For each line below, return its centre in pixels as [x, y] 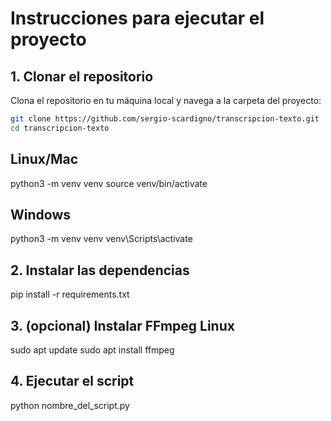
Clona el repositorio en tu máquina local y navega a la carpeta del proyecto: [166, 100]
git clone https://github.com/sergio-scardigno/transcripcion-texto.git [165, 119]
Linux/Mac [44, 159]
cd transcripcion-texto [60, 128]
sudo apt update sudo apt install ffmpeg [92, 350]
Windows [40, 214]
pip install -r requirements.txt [70, 294]
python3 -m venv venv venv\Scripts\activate [101, 239]
